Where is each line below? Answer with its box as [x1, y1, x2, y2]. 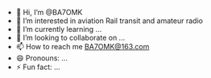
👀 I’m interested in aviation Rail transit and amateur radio [15, 16, 204, 25]
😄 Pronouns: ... [15, 53, 68, 63]
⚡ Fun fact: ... [15, 62, 60, 72]
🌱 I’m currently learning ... [15, 25, 102, 33]
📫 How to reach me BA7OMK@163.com [15, 42, 150, 51]
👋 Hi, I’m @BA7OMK [15, 8, 83, 17]
